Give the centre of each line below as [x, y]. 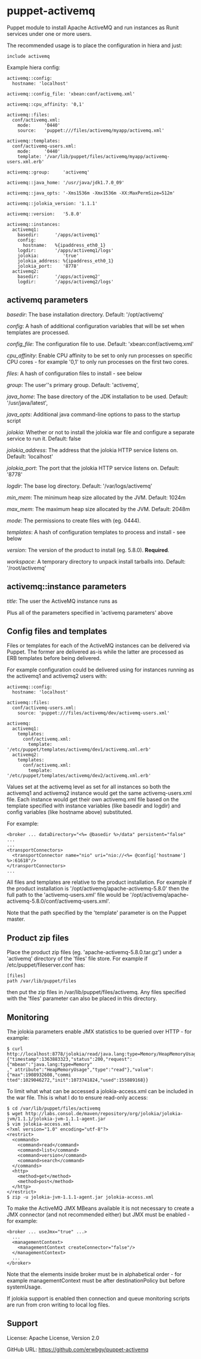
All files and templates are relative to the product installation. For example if [99, 882]
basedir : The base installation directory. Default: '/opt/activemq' [85, 314]
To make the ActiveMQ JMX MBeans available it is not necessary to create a [101, 1208]
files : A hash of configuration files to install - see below [75, 373]
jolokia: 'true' [48, 256]
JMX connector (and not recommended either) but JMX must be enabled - [98, 1214]
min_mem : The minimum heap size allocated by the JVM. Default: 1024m [96, 497]
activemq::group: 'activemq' [48, 172]
